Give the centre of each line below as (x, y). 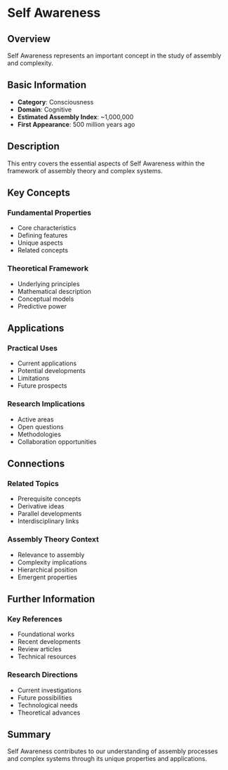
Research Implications (46, 404)
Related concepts (43, 250)
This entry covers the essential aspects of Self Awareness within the (106, 163)
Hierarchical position (47, 569)
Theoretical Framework (48, 269)
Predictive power (42, 306)
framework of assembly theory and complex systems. (85, 170)
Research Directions (43, 675)
